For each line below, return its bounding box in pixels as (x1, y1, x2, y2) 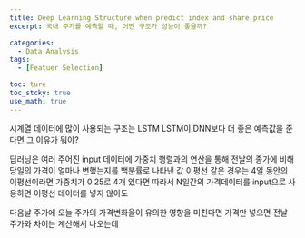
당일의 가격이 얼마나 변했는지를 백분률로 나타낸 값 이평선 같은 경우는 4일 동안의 (9, 164, 289, 175)
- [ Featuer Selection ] (17, 64, 103, 73)
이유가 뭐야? (35, 134, 80, 145)
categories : (9, 38, 54, 47)
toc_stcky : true (9, 88, 71, 97)
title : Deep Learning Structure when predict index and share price (9, 13, 274, 23)
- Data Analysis (17, 46, 79, 55)
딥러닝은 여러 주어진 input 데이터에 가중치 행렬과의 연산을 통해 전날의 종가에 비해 (9, 154, 295, 164)
